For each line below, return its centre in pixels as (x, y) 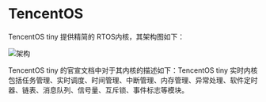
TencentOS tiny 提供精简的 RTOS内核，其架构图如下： (97, 36)
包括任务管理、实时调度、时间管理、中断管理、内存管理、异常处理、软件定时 (133, 80)
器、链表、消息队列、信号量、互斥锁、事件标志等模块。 (98, 90)
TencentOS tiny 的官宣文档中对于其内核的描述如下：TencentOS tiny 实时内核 (133, 70)
